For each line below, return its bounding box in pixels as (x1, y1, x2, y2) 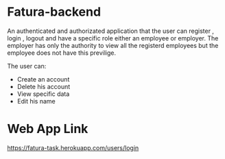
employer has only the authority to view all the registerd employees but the (7, 41, 219, 49)
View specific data (16, 90, 70, 98)
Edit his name (16, 97, 56, 105)
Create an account (16, 75, 70, 83)
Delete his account (16, 82, 71, 90)
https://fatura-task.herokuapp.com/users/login (7, 143, 139, 151)
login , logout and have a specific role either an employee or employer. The (7, 34, 219, 42)
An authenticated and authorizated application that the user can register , (7, 27, 215, 35)
